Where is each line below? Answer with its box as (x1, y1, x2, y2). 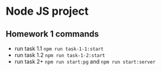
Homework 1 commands (5, 29, 99, 39)
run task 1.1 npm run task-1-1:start (14, 45, 104, 52)
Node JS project (5, 4, 89, 18)
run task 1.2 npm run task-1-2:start (14, 51, 105, 59)
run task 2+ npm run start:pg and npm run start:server (14, 58, 156, 65)
